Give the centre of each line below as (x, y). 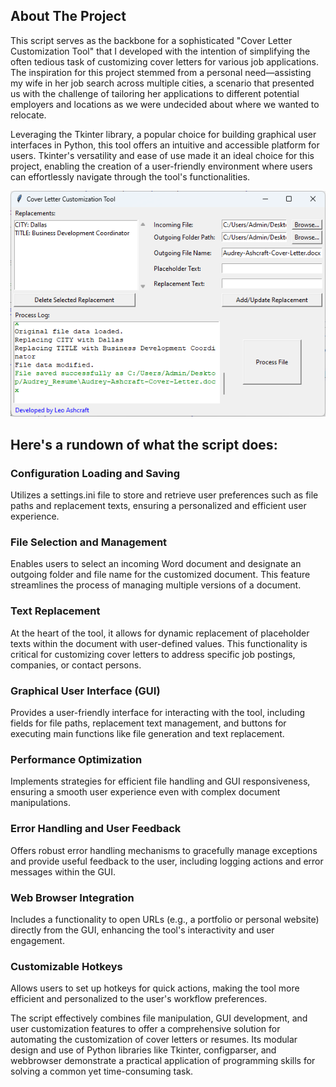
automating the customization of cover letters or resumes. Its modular (154, 1040)
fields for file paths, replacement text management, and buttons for (148, 723)
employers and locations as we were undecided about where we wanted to (165, 104)
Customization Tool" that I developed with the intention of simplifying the (160, 51)
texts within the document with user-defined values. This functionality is (159, 643)
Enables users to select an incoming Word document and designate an (156, 564)
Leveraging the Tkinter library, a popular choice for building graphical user (163, 134)
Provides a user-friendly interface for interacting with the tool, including (158, 713)
